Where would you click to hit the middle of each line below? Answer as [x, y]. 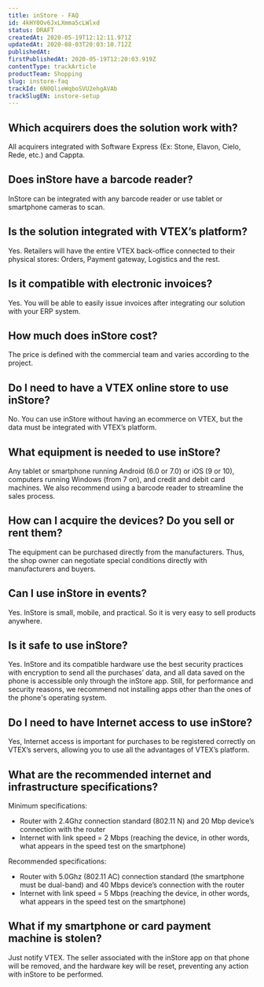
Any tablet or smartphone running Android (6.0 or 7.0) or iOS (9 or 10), [121, 471]
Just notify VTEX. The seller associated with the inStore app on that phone [129, 957]
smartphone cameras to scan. [57, 207]
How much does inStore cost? [83, 335]
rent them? [35, 533]
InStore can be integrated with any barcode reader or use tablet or [115, 198]
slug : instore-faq [38, 81]
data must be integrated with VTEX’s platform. [82, 427]
